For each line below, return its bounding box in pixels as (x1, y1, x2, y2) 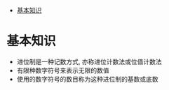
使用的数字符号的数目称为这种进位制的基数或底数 (16, 75, 158, 83)
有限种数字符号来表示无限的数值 (16, 66, 109, 75)
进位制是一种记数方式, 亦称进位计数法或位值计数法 (16, 57, 162, 66)
